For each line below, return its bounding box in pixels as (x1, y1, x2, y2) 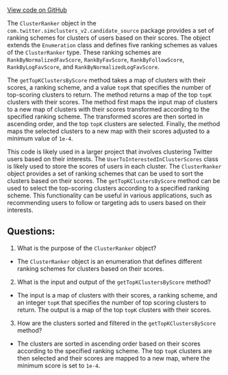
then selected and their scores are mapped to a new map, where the (16, 354, 210, 362)
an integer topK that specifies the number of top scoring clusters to (16, 298, 207, 306)
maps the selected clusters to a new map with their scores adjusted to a (7, 127, 210, 135)
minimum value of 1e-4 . (7, 134, 73, 143)
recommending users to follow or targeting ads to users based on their (7, 199, 207, 206)
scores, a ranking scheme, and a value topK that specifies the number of (7, 84, 212, 91)
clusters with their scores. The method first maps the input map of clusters (7, 98, 218, 106)
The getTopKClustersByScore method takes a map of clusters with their (7, 76, 206, 84)
